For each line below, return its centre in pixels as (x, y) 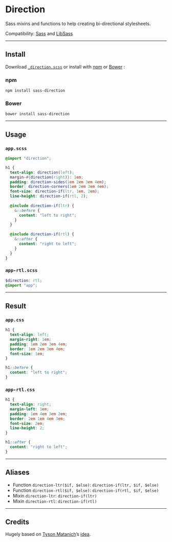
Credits (17, 522)
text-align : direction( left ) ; (42, 172)
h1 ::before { (19, 368)
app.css (15, 320)
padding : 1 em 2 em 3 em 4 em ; (39, 344)
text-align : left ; (30, 335)
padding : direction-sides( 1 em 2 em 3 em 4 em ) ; (58, 182)
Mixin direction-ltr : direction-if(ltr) (55, 495)
